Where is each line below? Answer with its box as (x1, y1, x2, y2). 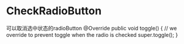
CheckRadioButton (6, 4, 102, 18)
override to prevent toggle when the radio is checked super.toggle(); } (6, 31, 178, 38)
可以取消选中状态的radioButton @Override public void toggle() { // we (6, 24, 177, 32)
